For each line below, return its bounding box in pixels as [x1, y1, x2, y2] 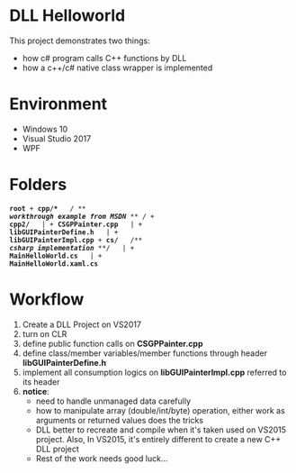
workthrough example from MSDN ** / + [9, 212, 155, 221]
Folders [9, 175, 67, 195]
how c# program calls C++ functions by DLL [22, 52, 187, 63]
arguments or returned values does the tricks [35, 414, 204, 425]
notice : [22, 386, 49, 396]
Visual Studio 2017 [22, 132, 92, 144]
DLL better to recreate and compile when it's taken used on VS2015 [35, 424, 286, 435]
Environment [9, 94, 108, 114]
